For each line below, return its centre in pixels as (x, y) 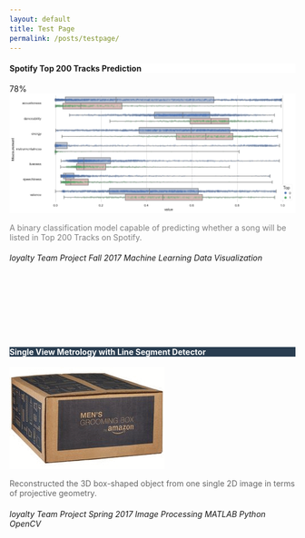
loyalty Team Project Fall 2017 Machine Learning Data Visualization (136, 258)
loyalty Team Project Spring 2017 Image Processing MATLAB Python (138, 514)
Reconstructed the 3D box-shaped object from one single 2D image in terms (152, 484)
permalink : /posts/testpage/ (64, 38)
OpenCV (25, 523)
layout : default (40, 19)
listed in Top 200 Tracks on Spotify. (76, 237)
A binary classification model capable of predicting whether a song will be (148, 228)
